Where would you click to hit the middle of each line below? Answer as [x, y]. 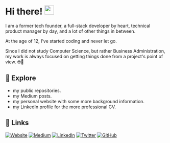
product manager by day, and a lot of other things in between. [70, 31]
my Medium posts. [32, 96]
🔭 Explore [21, 78]
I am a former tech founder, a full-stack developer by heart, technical [78, 26]
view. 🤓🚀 [15, 62]
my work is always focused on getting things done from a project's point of [84, 56]
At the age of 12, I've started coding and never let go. [61, 41]
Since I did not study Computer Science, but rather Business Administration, [85, 51]
